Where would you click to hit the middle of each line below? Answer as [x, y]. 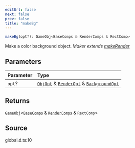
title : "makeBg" [22, 23]
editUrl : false [21, 10]
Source [16, 128]
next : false [17, 14]
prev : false [17, 19]
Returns [18, 101]
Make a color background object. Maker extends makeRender [67, 46]
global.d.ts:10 [19, 140]
